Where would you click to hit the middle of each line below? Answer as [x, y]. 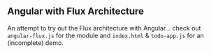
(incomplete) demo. [36, 43]
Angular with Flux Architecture [76, 11]
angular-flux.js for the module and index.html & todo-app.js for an [106, 35]
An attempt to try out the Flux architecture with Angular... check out [104, 28]
